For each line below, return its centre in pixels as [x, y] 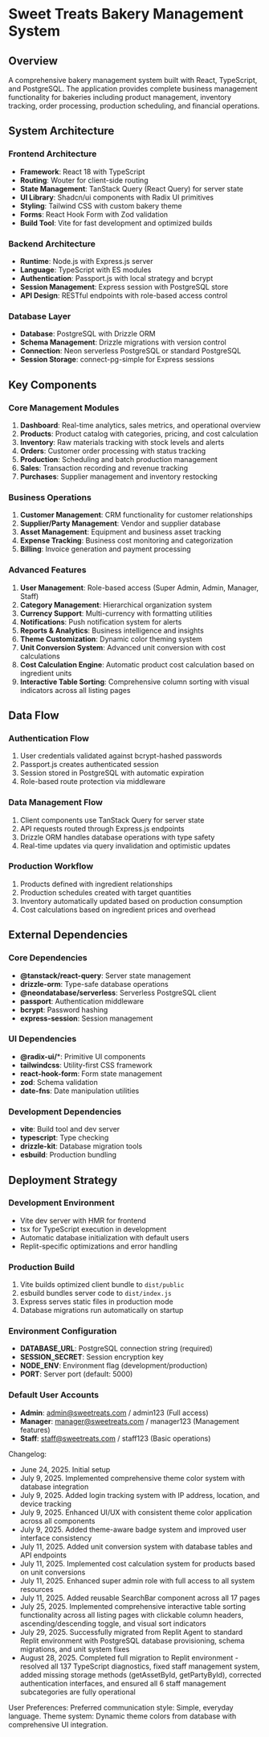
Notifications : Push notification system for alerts [101, 621]
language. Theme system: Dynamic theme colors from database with [122, 1716]
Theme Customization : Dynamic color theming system [111, 639]
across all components [57, 1520]
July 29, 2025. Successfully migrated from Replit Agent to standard [131, 1632]
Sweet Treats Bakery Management [126, 14]
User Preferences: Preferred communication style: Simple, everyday [121, 1707]
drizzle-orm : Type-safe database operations [94, 984]
